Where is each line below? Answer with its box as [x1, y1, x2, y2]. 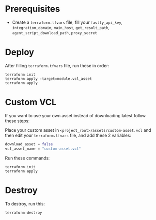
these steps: [5, 118, 30, 124]
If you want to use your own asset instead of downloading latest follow [5, 112, 146, 118]
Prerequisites [5, 3, 61, 15]
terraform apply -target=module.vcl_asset [5, 76, 92, 81]
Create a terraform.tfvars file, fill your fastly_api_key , [12, 19, 123, 25]
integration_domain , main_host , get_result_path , [12, 24, 110, 30]
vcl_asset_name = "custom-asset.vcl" [5, 146, 81, 151]
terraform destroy [5, 210, 42, 215]
